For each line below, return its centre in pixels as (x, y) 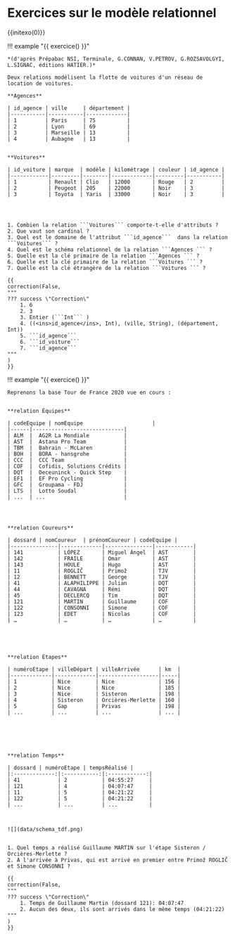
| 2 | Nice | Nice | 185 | (94, 688)
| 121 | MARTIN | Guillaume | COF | (102, 602)
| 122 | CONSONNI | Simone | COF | (102, 608)
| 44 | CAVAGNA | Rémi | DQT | (102, 589)
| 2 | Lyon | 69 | (69, 127)
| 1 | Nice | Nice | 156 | (94, 681)
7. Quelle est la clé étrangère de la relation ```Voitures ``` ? (107, 268)
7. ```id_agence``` (49, 348)
